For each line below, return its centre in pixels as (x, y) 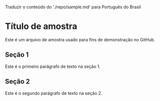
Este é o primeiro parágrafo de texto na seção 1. (53, 66)
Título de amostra (41, 26)
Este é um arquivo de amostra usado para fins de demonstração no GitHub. (80, 39)
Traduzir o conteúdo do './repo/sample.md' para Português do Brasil (73, 7)
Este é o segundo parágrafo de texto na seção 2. (54, 93)
